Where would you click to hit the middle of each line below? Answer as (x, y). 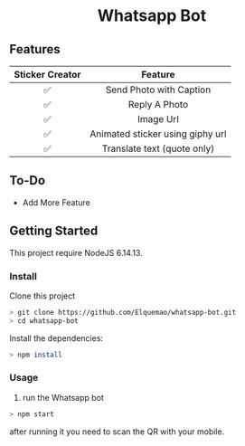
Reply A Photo (158, 104)
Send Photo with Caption (158, 90)
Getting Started (54, 231)
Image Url (158, 119)
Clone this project (42, 296)
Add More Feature (56, 202)
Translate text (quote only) (158, 148)
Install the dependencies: (57, 338)
